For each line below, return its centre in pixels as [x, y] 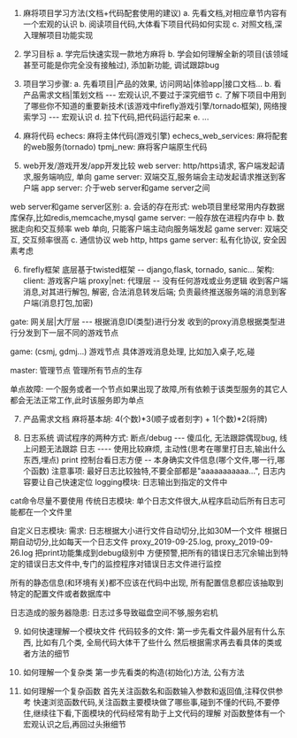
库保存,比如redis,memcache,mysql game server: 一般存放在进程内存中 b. [142, 218]
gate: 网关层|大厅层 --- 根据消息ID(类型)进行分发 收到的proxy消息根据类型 [144, 322]
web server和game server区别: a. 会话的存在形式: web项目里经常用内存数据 [148, 207]
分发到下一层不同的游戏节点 [68, 333]
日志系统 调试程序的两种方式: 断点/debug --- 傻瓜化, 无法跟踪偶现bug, [150, 438]
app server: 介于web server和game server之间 [125, 188]
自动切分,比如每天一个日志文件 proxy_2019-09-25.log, [115, 542]
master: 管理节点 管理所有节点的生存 [76, 370]
